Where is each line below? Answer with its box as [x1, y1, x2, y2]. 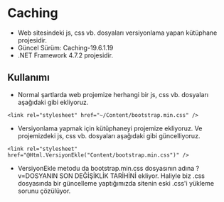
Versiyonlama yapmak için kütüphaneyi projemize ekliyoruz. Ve [17, 124, 203, 133]
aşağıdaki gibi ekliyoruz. [17, 98, 89, 106]
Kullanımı [7, 72, 50, 84]
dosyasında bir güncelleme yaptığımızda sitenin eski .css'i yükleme [17, 179, 215, 187]
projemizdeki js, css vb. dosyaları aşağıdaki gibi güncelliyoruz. [17, 131, 201, 140]
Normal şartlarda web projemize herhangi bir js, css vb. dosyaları [17, 90, 208, 99]
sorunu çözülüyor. [17, 186, 71, 195]
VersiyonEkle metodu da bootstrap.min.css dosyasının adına [17, 164, 195, 172]
